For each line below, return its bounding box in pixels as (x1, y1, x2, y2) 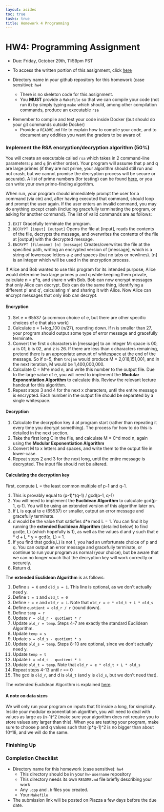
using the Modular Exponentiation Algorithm (12, 440, 104, 446)
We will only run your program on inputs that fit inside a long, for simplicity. (5, 704, 156, 710)
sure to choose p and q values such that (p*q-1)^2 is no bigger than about (5, 724, 154, 730)
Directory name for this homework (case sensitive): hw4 (12, 766, 123, 771)
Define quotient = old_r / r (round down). (12, 605, 101, 610)
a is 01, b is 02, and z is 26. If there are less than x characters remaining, (12, 345, 158, 351)
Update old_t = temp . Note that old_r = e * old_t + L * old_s (12, 662, 141, 668)
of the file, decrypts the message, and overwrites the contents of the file (12, 231, 159, 237)
